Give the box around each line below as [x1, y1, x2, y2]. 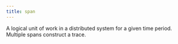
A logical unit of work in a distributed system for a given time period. [6, 25, 172, 32]
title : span [6, 8, 35, 15]
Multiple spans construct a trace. [6, 31, 87, 38]
